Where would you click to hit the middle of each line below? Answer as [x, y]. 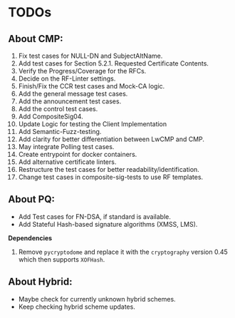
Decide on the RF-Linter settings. [67, 78]
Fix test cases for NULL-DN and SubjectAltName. [90, 56]
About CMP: [36, 39]
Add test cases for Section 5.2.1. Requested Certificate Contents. [114, 63]
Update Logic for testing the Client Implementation [93, 124]
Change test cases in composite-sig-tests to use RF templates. [111, 177]
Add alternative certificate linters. [67, 162]
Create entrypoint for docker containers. [78, 154]
